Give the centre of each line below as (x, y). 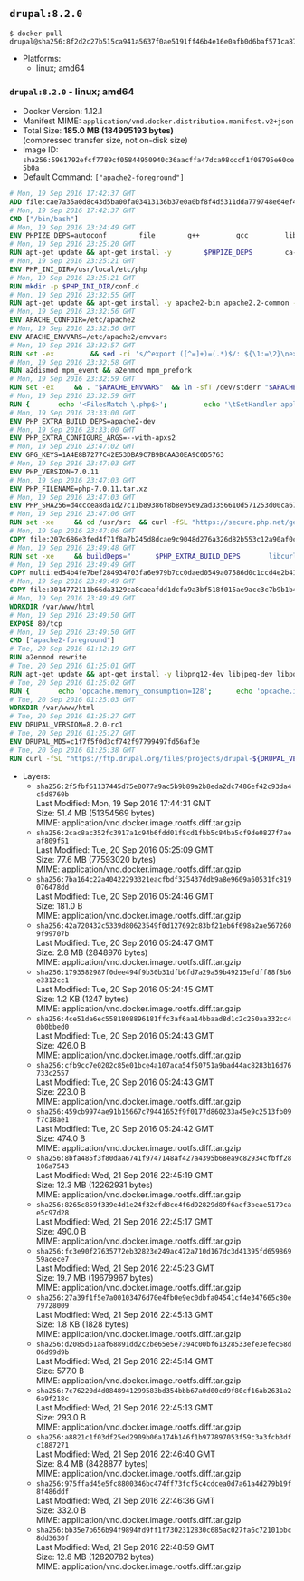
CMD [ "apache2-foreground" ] (62, 640)
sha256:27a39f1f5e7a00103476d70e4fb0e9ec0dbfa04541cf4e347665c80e (164, 1298)
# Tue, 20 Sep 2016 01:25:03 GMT (72, 699)
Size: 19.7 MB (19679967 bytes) (95, 1277)
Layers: (36, 776)
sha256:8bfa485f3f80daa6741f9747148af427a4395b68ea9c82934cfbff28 (164, 1158)
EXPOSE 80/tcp (36, 624)
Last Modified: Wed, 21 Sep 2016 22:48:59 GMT (125, 1547)
